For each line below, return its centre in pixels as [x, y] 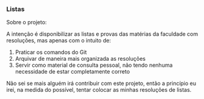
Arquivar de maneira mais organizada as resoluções [80, 59]
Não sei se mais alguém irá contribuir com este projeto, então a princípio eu [101, 83]
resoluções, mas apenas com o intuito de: [59, 41]
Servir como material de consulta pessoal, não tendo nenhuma [94, 65]
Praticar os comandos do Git [51, 52]
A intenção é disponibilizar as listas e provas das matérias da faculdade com [102, 34]
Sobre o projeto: [26, 22]
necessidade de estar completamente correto [72, 72]
